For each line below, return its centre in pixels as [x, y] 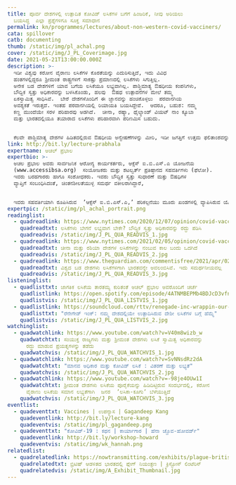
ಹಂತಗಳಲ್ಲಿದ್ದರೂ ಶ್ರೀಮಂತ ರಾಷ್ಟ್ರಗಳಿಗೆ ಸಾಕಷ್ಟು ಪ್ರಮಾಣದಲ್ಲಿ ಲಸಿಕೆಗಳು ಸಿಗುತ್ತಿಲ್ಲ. [87, 79]
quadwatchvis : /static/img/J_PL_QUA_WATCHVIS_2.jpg [97, 372]
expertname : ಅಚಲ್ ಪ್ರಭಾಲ [40, 151]
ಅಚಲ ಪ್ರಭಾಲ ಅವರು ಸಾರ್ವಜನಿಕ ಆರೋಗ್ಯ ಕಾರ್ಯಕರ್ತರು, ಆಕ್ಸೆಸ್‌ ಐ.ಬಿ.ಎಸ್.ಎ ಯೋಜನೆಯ [104, 164]
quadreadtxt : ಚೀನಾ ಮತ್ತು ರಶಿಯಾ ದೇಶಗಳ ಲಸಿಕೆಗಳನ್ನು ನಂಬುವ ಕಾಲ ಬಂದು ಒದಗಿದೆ [109, 248]
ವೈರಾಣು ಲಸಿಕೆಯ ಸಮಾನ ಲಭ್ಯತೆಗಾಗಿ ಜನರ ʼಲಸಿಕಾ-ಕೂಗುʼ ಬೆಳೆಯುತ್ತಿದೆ [98, 392]
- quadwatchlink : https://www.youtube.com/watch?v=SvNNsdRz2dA [108, 359]
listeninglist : [29, 281]
